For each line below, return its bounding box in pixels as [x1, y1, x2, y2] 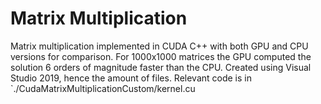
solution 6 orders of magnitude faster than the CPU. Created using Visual [10, 61, 312, 73]
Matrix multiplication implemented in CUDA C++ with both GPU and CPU [10, 40, 309, 52]
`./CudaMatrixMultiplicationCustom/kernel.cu [10, 82, 196, 94]
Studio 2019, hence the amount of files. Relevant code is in [10, 72, 252, 84]
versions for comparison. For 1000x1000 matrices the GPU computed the [10, 50, 312, 62]
